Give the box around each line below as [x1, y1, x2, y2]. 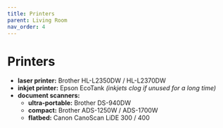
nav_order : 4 [7, 23, 46, 30]
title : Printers [7, 10, 55, 17]
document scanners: [17, 92, 80, 100]
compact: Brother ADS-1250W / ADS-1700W [27, 106, 158, 115]
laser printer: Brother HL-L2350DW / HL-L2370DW [17, 76, 167, 85]
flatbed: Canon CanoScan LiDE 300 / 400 [27, 113, 150, 122]
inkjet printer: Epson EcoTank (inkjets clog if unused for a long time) [17, 84, 217, 92]
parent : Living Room [7, 17, 68, 24]
